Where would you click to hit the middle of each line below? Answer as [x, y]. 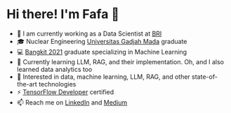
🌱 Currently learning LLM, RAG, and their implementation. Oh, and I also [120, 61]
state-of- [205, 77]
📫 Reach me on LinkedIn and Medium [72, 102]
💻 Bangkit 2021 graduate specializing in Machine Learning [102, 52]
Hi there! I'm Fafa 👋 [63, 14]
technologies [58, 84]
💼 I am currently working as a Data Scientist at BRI [89, 33]
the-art [27, 84]
